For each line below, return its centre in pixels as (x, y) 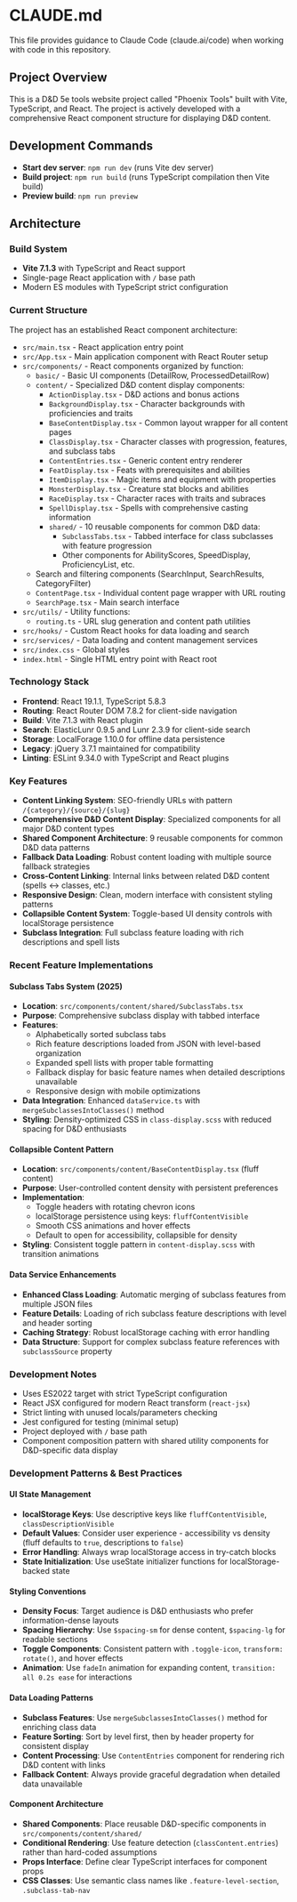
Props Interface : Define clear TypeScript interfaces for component (144, 1861)
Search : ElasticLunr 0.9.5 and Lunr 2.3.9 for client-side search (136, 729)
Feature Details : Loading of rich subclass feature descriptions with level (154, 1313)
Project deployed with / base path (84, 1431)
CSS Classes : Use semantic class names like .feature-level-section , (151, 1880)
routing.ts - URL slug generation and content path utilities (143, 621)
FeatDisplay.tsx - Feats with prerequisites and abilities (149, 470)
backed (36, 1571)
